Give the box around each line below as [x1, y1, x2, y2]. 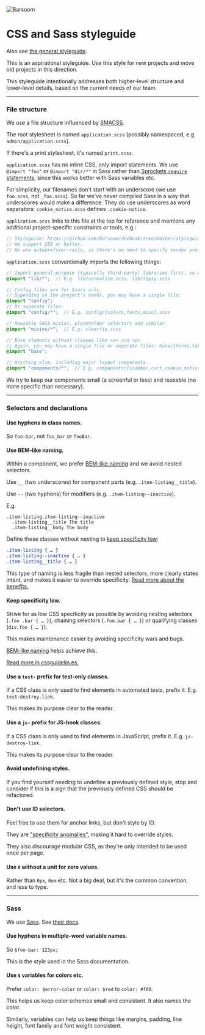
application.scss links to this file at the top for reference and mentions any [6, 217, 195, 224]
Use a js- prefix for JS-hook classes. [6, 719, 103, 726]
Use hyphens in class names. [6, 419, 82, 426]
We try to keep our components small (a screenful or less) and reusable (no [6, 376, 196, 384]
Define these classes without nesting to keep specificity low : [6, 535, 159, 543]
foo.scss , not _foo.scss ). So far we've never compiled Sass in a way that [6, 193, 190, 200]
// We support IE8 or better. [6, 242, 84, 248]
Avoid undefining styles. [6, 765, 70, 772]
